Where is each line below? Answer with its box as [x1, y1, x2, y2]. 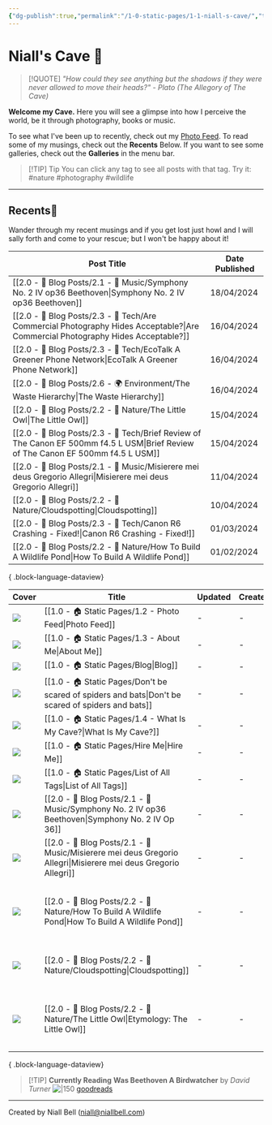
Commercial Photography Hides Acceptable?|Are [12, 321, 200, 332]
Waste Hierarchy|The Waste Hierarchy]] [12, 391, 164, 403]
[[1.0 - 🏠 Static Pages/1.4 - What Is [44, 713, 186, 725]
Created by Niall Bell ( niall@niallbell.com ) [8, 1107, 146, 1117]
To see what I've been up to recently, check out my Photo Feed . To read [8, 131, 249, 140]
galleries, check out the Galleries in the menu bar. [8, 148, 176, 158]
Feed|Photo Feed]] [44, 619, 116, 630]
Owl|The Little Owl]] [12, 415, 89, 426]
